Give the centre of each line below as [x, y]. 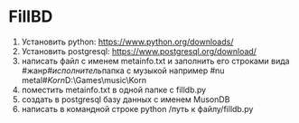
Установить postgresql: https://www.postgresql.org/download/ [139, 51]
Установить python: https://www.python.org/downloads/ [127, 42]
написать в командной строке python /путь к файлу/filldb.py [137, 109]
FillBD [31, 17]
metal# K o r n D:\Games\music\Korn [84, 80]
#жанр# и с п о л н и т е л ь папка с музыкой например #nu [123, 71]
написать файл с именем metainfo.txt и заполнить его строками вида [155, 61]
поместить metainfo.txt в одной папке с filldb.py [114, 90]
